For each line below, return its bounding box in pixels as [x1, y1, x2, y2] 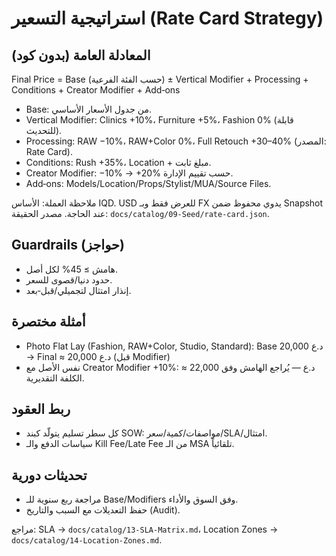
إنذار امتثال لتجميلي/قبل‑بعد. [25, 284, 132, 296]
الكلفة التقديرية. [25, 372, 85, 384]
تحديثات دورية [11, 467, 88, 484]
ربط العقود [11, 401, 71, 418]
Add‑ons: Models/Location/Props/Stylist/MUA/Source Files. [25, 178, 272, 189]
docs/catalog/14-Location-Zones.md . [11, 534, 163, 546]
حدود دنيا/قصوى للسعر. [25, 273, 113, 286]
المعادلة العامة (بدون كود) [11, 47, 151, 64]
